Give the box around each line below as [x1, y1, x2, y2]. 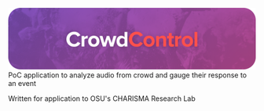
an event [8, 79, 37, 88]
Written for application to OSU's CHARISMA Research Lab [8, 94, 196, 103]
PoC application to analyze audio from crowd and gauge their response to [8, 70, 247, 80]
